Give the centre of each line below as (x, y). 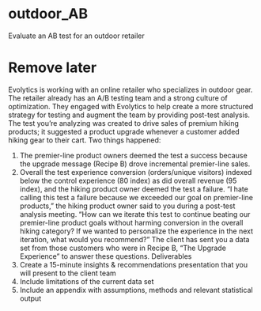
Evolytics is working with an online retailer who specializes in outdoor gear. (130, 89)
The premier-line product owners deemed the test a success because (133, 155)
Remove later (53, 68)
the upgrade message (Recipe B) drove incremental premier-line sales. (135, 164)
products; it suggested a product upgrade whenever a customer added (124, 131)
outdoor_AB (48, 14)
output (30, 298)
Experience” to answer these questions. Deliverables (106, 256)
